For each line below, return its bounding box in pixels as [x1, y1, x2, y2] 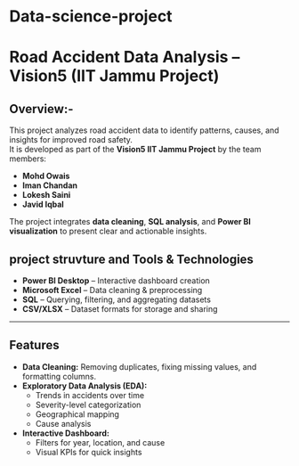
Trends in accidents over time [35, 389, 145, 400]
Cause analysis [35, 418, 92, 429]
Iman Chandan [21, 180, 78, 191]
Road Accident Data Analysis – [9, 47, 240, 68]
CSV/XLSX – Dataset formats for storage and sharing [21, 304, 218, 314]
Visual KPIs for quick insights [35, 446, 142, 457]
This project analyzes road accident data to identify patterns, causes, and [9, 125, 279, 135]
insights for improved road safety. [9, 135, 133, 145]
